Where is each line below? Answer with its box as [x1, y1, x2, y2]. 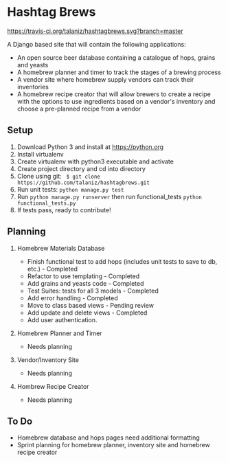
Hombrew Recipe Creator [16, 382, 89, 390]
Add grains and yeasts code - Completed [27, 279, 144, 287]
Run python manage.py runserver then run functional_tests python [16, 192, 203, 201]
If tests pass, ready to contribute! [16, 205, 111, 214]
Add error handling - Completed [27, 293, 118, 302]
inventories [16, 82, 49, 91]
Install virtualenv [16, 150, 64, 158]
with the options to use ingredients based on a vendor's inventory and [16, 97, 216, 105]
